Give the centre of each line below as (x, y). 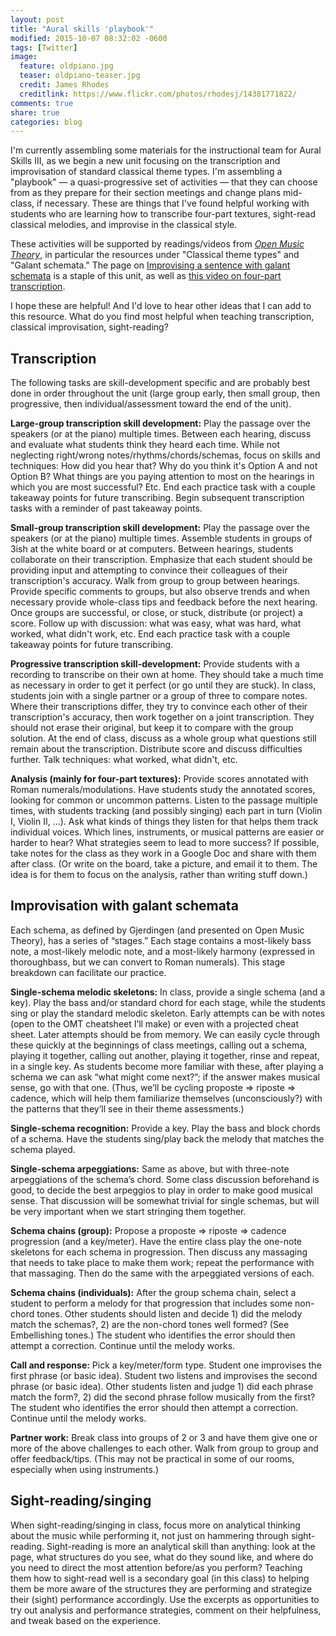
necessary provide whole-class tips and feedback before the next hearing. (164, 602)
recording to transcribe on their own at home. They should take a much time (167, 675)
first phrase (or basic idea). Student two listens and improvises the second (164, 1375)
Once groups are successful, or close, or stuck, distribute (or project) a (156, 613)
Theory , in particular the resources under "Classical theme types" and (155, 255)
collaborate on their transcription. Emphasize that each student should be (161, 560)
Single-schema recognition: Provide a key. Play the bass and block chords (165, 1128)
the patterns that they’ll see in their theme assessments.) (127, 1108)
